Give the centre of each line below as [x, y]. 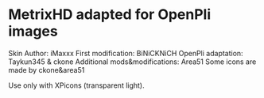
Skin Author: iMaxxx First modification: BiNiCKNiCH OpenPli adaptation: [126, 53]
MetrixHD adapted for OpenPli [110, 15]
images [33, 31]
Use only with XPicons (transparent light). [76, 85]
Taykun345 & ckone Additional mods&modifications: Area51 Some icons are [132, 62]
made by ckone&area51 [47, 70]
